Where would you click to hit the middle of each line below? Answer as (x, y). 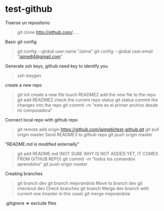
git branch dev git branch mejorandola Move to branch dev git (80, 183)
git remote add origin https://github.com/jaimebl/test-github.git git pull (88, 129)
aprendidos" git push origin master (52, 164)
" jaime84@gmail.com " (40, 56)
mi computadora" (35, 110)
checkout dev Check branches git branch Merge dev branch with (83, 188)
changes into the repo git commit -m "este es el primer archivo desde (87, 105)
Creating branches (24, 174)
